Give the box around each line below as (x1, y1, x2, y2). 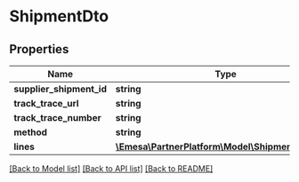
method (13, 126, 47, 138)
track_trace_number (13, 112, 101, 123)
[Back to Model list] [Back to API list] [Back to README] (9, 163, 214, 174)
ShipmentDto (9, 6, 109, 27)
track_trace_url (13, 98, 79, 109)
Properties (9, 42, 69, 57)
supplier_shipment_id (13, 83, 108, 95)
